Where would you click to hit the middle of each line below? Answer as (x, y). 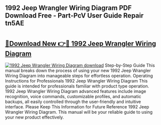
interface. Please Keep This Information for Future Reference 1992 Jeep (77, 107)
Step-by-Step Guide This (130, 65)
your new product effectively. (35, 117)
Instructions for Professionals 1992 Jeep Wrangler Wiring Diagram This (76, 81)
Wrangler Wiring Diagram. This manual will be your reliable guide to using (79, 112)
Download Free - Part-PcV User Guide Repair (74, 16)
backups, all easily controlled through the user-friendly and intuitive (73, 102)
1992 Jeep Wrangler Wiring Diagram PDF (68, 8)
